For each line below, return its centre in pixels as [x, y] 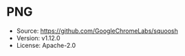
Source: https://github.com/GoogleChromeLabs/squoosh [97, 31]
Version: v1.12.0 [38, 38]
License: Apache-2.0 [46, 45]
